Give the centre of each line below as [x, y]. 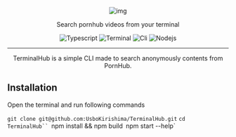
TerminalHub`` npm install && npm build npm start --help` [91, 126]
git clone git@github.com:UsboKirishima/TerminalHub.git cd [96, 119]
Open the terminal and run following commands [76, 105]
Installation [32, 88]
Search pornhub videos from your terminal [118, 24]
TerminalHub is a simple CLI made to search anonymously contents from [118, 58]
